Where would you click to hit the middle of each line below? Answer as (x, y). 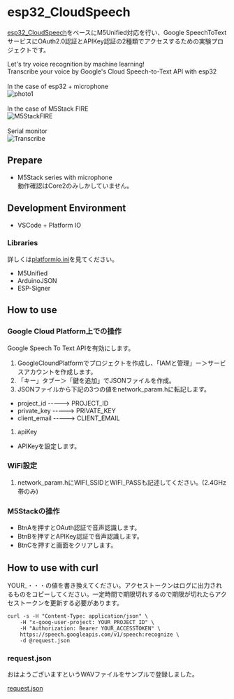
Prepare (25, 161)
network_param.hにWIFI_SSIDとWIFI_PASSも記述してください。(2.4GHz (122, 482)
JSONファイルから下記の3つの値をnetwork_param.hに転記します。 (114, 389)
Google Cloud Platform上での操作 (65, 331)
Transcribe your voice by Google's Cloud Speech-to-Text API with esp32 (112, 71)
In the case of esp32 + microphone (58, 86)
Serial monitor (27, 131)
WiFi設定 (22, 466)
